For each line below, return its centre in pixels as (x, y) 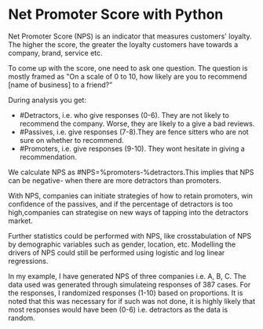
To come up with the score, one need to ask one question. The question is (128, 68)
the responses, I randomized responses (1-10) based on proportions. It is (126, 293)
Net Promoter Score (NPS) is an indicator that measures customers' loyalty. (130, 36)
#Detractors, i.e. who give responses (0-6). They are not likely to (124, 115)
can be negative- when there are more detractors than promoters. (115, 180)
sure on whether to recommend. (71, 140)
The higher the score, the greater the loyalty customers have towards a (123, 44)
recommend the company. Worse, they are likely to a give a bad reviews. (137, 123)
